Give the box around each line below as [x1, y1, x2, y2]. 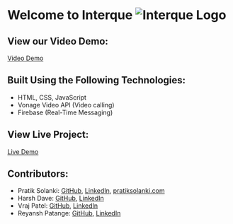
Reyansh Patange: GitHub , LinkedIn [17, 209, 121, 218]
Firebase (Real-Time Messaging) [17, 108, 113, 117]
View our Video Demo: [7, 35, 108, 47]
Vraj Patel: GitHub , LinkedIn [17, 201, 98, 210]
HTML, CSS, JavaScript [17, 93, 87, 102]
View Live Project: [7, 129, 89, 141]
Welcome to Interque [7, 7, 133, 23]
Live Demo [7, 147, 39, 155]
